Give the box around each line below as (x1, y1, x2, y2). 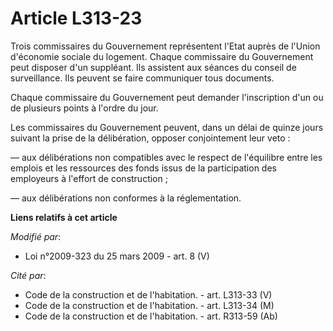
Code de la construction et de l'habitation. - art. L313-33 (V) (24, 288, 273, 301)
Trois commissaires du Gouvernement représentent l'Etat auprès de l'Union (10, 40, 321, 52)
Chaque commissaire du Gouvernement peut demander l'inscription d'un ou (10, 91, 324, 103)
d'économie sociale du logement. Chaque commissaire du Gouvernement (10, 50, 314, 62)
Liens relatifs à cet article (10, 211, 118, 223)
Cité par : (10, 269, 47, 281)
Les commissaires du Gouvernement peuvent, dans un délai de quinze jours (10, 121, 324, 133)
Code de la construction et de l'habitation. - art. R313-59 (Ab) (24, 310, 278, 322)
